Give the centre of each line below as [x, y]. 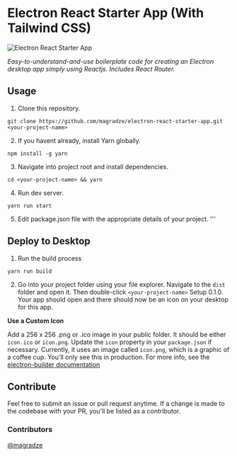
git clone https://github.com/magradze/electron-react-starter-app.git [115, 121]
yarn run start [30, 206]
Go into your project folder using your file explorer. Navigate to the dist [121, 284]
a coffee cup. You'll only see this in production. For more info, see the [109, 357]
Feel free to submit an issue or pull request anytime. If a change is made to [116, 404]
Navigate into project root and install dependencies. [93, 166]
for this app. [35, 307]
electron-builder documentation [54, 364]
